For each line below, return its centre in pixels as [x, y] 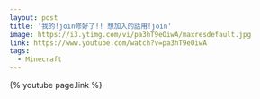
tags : [19, 51]
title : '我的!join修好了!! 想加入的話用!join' [91, 26]
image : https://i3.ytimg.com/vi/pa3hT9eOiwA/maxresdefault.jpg [130, 34]
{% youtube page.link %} [56, 85]
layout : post [34, 18]
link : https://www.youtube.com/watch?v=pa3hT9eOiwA [108, 43]
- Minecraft [40, 59]
